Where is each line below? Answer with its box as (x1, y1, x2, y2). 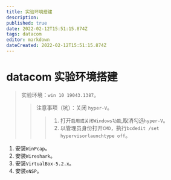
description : (6, 14, 39, 20)
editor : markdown (6, 37, 50, 43)
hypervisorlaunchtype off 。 (60, 132, 131, 139)
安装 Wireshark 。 (15, 152, 56, 160)
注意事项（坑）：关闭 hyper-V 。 (36, 104, 113, 111)
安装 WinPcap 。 (15, 144, 50, 152)
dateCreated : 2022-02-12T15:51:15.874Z (6, 43, 107, 49)
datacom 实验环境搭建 (6, 70, 118, 84)
